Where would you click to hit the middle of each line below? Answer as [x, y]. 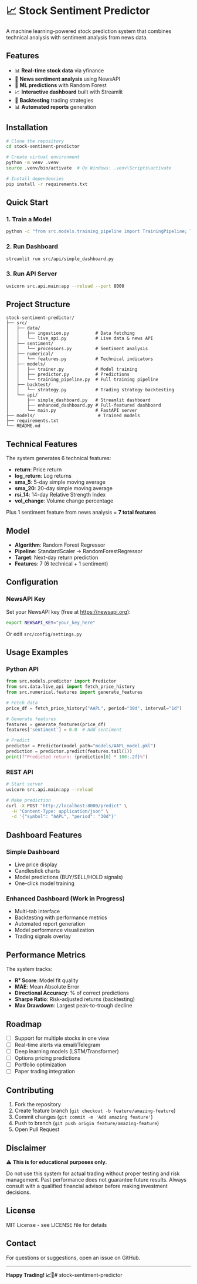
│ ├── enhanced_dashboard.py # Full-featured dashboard [84, 405]
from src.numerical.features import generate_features [74, 692]
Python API [23, 669]
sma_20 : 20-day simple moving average [64, 488]
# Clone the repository [35, 141]
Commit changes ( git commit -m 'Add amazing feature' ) [84, 1117]
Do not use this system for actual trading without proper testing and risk [93, 1173]
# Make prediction [28, 800]
